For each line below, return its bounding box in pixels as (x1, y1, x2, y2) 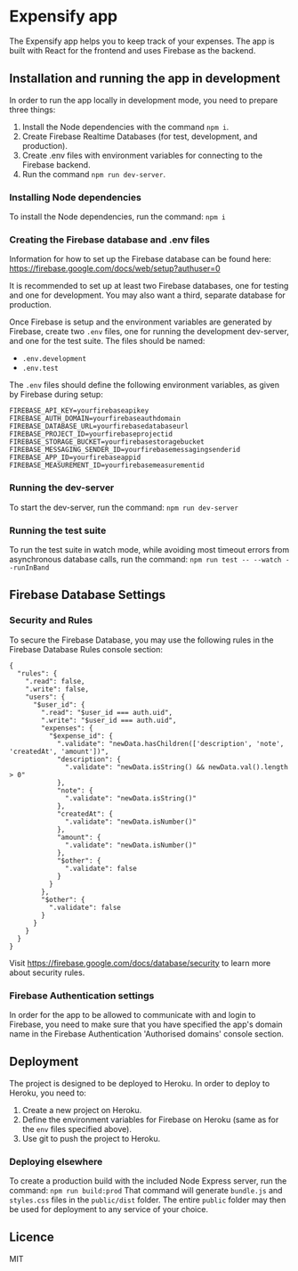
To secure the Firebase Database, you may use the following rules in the (9, 635, 274, 645)
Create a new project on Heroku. (21, 1104, 142, 1115)
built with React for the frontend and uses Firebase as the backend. (9, 45, 256, 55)
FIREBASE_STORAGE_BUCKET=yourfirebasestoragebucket (9, 438, 205, 447)
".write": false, (25, 685, 90, 693)
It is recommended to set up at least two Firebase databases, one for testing (9, 281, 289, 291)
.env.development (21, 355, 87, 364)
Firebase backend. (21, 159, 91, 170)
